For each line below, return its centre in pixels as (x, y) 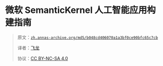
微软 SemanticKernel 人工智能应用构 (81, 10)
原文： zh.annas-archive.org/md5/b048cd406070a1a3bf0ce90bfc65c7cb (87, 37)
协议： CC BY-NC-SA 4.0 (43, 58)
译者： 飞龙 (28, 48)
